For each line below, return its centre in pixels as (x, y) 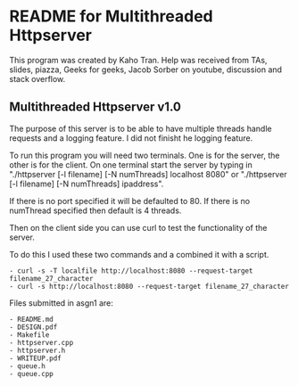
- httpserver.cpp (41, 342)
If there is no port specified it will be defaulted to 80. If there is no (130, 201)
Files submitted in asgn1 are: (62, 303)
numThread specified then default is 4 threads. (95, 210)
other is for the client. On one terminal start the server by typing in (131, 164)
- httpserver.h (37, 350)
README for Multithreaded (112, 16)
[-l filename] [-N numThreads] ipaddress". (87, 184)
